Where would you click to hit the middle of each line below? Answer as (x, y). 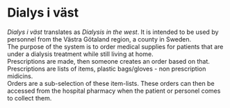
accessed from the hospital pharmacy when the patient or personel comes (114, 91)
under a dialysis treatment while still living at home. (81, 54)
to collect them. (30, 98)
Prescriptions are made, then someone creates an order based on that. (109, 61)
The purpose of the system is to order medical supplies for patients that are (115, 46)
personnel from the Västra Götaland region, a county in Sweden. (99, 39)
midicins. (20, 76)
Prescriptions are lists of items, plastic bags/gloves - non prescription (107, 69)
